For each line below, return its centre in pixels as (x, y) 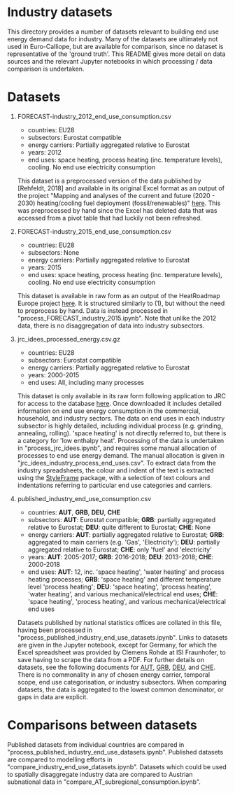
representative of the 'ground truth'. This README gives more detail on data (116, 54)
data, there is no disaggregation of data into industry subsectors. (111, 325)
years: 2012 (44, 152)
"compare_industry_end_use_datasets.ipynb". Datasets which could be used (117, 766)
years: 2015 (44, 267)
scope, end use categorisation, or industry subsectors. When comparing (122, 682)
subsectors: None (54, 252)
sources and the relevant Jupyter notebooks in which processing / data (110, 61)
